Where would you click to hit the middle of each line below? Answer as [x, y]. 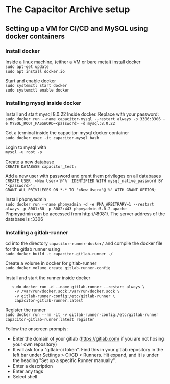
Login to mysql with [26, 147]
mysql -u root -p [24, 152]
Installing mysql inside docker [43, 103]
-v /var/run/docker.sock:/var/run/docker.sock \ [67, 292]
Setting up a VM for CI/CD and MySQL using [77, 28]
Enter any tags [28, 371]
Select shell [25, 377]
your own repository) [35, 344]
